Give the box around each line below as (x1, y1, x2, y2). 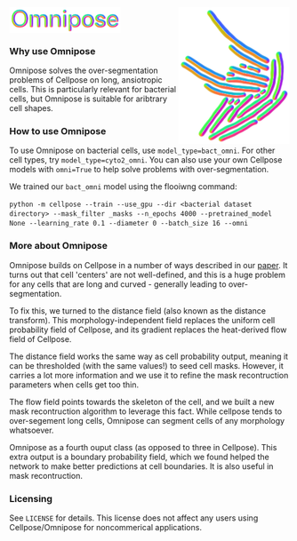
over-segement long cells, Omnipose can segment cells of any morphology (9, 415, 285, 426)
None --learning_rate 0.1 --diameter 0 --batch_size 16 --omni (9, 219, 249, 228)
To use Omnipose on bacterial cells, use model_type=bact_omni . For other (9, 145, 276, 156)
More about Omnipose (9, 240, 108, 252)
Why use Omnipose (9, 44, 96, 57)
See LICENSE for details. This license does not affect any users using (9, 513, 259, 523)
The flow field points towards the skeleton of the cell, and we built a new (9, 396, 275, 407)
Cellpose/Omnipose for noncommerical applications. (9, 521, 203, 532)
